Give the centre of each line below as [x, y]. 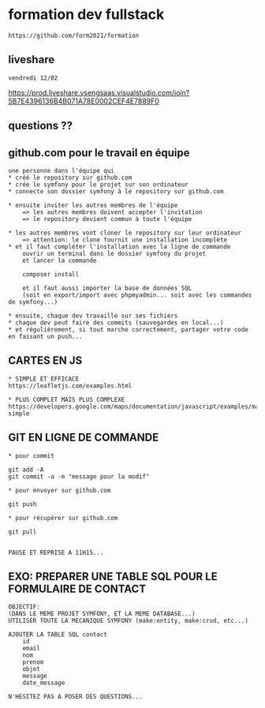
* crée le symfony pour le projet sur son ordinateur [99, 184]
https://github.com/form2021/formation [74, 36]
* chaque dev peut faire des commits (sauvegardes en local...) [116, 322]
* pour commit [32, 455]
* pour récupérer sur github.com [63, 518]
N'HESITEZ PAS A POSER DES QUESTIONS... [76, 697]
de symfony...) [33, 302]
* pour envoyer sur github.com [60, 490]
